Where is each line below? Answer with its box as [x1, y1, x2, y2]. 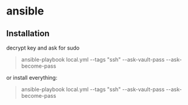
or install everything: [6, 74, 58, 81]
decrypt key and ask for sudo [6, 44, 80, 51]
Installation [6, 28, 50, 39]
